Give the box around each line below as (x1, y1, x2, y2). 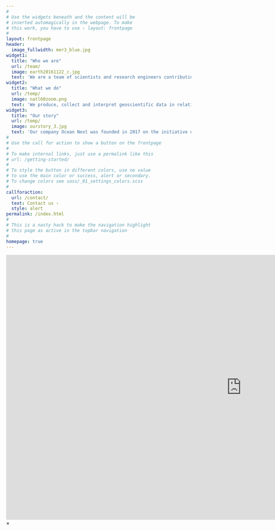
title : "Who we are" (11, 58, 62, 64)
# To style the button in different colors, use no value (6, 167, 151, 174)
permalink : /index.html (6, 211, 65, 217)
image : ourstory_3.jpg (11, 124, 67, 130)
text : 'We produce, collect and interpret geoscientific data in (11, 101, 175, 108)
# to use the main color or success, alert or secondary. (6, 173, 151, 179)
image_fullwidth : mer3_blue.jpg (11, 47, 91, 53)
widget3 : (6, 107, 28, 113)
